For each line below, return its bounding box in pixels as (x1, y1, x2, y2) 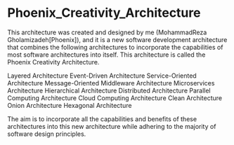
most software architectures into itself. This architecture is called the (7, 50, 206, 59)
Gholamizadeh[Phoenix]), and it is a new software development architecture (7, 35, 228, 43)
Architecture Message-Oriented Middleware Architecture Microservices (7, 78, 215, 87)
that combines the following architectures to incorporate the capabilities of (7, 43, 223, 51)
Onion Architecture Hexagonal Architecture (7, 101, 132, 109)
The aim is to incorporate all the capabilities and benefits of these (7, 114, 197, 123)
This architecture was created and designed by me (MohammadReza (7, 28, 207, 36)
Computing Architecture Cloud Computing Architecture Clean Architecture (7, 93, 223, 102)
